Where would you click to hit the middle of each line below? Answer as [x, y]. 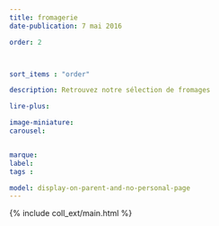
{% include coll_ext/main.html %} [71, 213]
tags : [22, 171]
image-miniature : [42, 123]
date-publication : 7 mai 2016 [66, 26]
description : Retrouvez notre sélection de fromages [110, 91]
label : [22, 163]
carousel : [28, 131]
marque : [24, 155]
